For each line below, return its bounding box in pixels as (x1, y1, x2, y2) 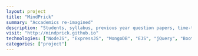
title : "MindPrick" (6, 14, 54, 20)
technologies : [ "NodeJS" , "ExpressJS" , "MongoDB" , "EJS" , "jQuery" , (6, 36, 178, 41)
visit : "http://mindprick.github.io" (6, 30, 99, 36)
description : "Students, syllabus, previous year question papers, (6, 24, 176, 31)
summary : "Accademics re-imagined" (6, 19, 94, 25)
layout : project (6, 8, 46, 15)
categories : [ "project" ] (6, 41, 67, 47)
